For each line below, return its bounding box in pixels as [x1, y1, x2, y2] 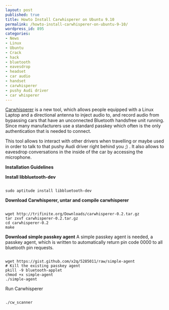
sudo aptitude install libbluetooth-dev [5, 188, 92, 193]
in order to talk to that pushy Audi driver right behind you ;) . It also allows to [5, 144, 164, 150]
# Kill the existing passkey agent [5, 263, 81, 269]
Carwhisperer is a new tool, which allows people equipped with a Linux [5, 106, 154, 112]
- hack [5, 54, 19, 60]
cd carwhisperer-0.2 [5, 220, 49, 226]
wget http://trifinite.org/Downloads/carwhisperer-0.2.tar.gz [5, 212, 140, 217]
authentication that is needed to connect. [5, 128, 91, 134]
